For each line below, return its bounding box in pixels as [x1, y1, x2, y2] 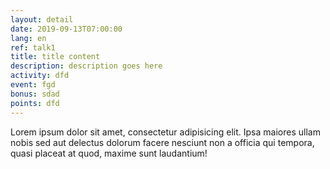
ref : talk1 [10, 42, 56, 53]
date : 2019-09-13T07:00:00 [10, 24, 123, 34]
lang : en [10, 33, 47, 43]
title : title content [10, 52, 101, 62]
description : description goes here [10, 61, 163, 71]
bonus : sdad [10, 89, 60, 99]
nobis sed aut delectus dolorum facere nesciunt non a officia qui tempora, [10, 136, 315, 148]
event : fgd [10, 80, 56, 90]
